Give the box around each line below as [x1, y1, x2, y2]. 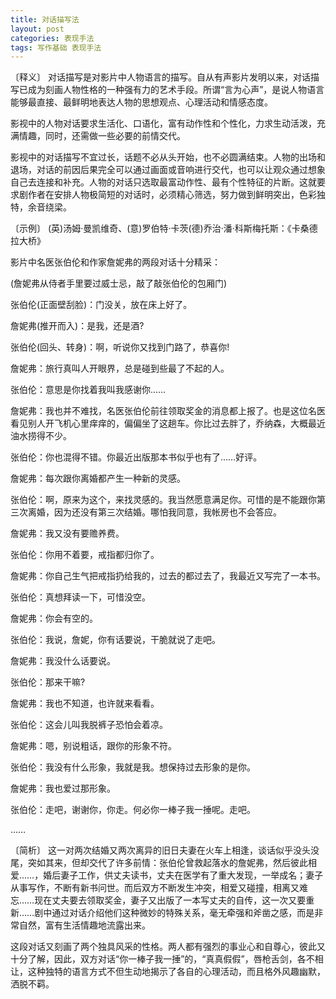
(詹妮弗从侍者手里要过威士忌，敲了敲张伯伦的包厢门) [10, 277, 228, 290]
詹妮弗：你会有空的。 [10, 612, 98, 625]
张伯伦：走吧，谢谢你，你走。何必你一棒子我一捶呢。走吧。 [10, 804, 256, 816]
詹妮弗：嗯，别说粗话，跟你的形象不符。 [10, 740, 177, 752]
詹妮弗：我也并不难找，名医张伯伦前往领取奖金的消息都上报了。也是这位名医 [10, 405, 326, 417]
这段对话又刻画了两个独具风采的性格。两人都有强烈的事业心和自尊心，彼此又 [10, 941, 326, 953]
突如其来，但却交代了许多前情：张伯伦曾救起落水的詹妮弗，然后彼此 [27, 857, 308, 869]
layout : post [10, 24, 65, 34]
